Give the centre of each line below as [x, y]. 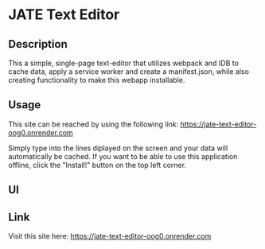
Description [38, 44]
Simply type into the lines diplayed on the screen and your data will [118, 148]
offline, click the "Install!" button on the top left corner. [97, 165]
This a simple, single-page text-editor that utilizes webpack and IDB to [123, 63]
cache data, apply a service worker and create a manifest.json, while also [129, 72]
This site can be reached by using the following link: [94, 124]
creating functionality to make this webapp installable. [97, 80]
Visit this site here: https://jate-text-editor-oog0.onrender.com [110, 236]
